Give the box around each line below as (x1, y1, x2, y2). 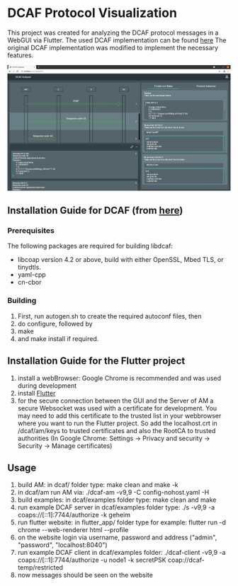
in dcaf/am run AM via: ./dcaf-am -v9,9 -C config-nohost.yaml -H (17, 488, 210, 497)
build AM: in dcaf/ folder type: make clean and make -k (17, 481, 178, 489)
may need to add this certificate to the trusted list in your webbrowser (17, 411, 222, 420)
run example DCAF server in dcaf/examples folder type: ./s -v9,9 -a (17, 503, 215, 512)
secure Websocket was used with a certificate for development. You (17, 403, 217, 412)
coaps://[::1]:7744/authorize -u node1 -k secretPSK (17, 556, 166, 564)
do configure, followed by (17, 319, 93, 328)
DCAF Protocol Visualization (7, 5, 177, 21)
